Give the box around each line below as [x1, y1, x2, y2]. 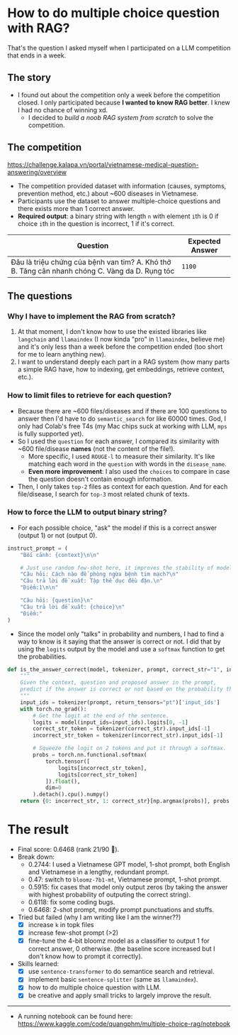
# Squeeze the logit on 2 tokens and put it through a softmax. [33, 744, 227, 752]
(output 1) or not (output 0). [17, 531, 98, 539]
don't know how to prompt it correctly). [28, 952, 143, 960]
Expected [188, 236, 221, 246]
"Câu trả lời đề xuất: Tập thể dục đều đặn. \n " [20, 578, 163, 585]
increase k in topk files [28, 921, 94, 929]
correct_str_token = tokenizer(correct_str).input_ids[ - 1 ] [33, 725, 211, 732]
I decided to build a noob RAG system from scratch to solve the [28, 113, 214, 121]
